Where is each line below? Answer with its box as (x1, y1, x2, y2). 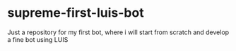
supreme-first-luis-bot (7, 5, 144, 21)
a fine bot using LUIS (7, 35, 69, 43)
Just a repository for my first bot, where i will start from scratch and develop (7, 28, 230, 36)
